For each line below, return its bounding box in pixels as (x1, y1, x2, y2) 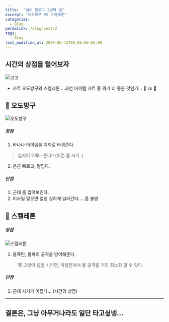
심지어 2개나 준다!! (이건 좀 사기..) (17, 152, 84, 159)
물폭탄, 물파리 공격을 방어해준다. (12, 251, 76, 257)
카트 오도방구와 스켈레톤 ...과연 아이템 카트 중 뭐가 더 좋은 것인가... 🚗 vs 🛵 (12, 85, 157, 91)
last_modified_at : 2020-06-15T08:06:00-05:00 (5, 40, 102, 45)
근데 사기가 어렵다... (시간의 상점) (12, 288, 78, 294)
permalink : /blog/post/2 (5, 26, 57, 31)
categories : (5, 17, 30, 22)
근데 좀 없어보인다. (12, 189, 49, 196)
